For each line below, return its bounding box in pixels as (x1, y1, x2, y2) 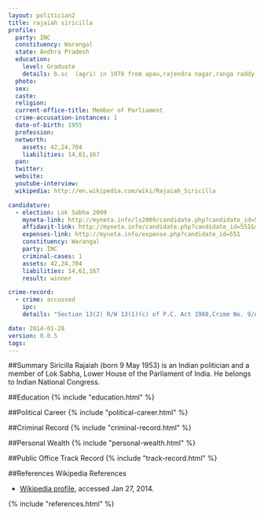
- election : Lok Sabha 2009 (15, 208, 108, 216)
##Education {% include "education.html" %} (8, 392, 155, 402)
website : (15, 172, 44, 181)
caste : (15, 92, 37, 100)
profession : (15, 128, 55, 136)
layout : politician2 (8, 11, 76, 20)
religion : (15, 99, 47, 107)
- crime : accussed (15, 296, 76, 303)
